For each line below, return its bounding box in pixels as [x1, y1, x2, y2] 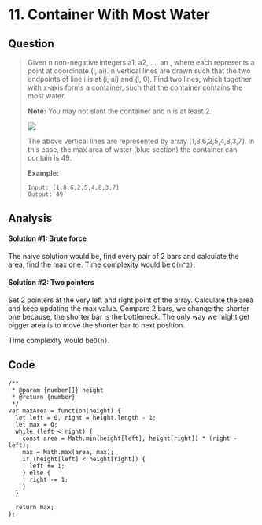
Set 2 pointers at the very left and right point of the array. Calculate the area [8, 295, 254, 305]
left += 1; [28, 462, 65, 470]
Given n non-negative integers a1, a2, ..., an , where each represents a [27, 57, 255, 67]
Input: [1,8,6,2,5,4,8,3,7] [27, 183, 120, 191]
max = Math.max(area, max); [22, 448, 114, 456]
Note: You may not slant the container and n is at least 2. [27, 106, 212, 116]
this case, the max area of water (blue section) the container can [27, 145, 238, 154]
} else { [22, 468, 51, 477]
